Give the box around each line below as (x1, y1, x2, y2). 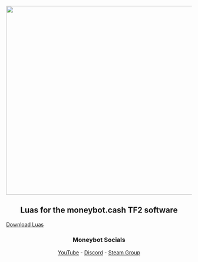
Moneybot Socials (72, 235, 126, 244)
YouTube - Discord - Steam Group (58, 249, 140, 256)
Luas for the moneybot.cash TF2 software (20, 205, 178, 215)
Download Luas (6, 221, 44, 228)
